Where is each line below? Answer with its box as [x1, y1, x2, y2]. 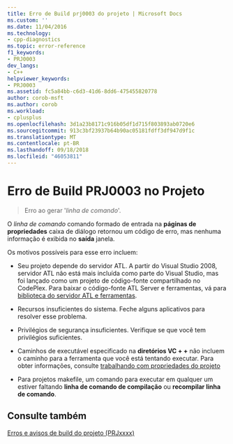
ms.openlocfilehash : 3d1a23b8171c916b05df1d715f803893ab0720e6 [7, 120, 195, 128]
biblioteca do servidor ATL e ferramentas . [17, 291, 137, 299]
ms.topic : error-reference [7, 43, 86, 50]
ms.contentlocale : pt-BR [7, 140, 80, 147]
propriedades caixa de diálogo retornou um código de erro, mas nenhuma [7, 227, 222, 235]
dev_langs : [7, 62, 39, 69]
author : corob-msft [7, 95, 64, 102]
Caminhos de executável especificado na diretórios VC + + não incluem [17, 346, 225, 355]
